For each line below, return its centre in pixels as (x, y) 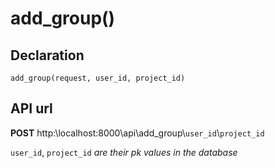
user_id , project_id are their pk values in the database (124, 152)
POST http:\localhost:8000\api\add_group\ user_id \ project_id (137, 133)
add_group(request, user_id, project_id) (98, 78)
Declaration (47, 55)
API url (31, 108)
